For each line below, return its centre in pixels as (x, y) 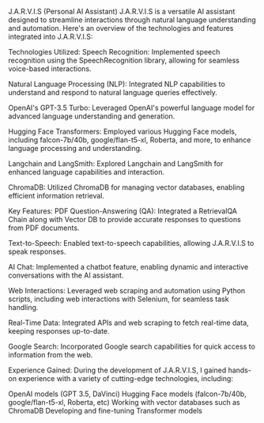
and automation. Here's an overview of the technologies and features (121, 28)
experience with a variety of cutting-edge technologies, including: (126, 378)
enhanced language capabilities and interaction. (86, 172)
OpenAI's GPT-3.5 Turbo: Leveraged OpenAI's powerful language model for (132, 108)
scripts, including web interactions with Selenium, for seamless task (119, 299)
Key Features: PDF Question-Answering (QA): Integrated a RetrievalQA (123, 211)
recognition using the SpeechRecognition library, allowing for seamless (124, 60)
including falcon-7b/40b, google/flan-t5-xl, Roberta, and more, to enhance (130, 140)
